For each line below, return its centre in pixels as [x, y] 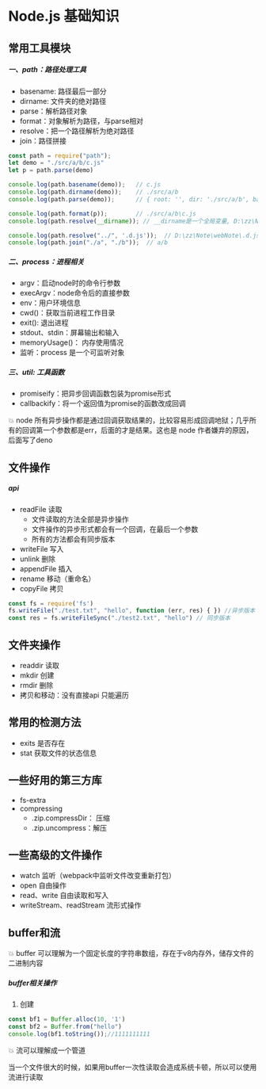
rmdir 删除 [36, 686]
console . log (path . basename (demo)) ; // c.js [84, 185]
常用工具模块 [40, 48]
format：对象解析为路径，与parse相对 [82, 120]
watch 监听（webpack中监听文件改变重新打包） [97, 876]
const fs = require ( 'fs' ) [51, 603]
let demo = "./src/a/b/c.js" [56, 163]
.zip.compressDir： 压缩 [71, 818]
